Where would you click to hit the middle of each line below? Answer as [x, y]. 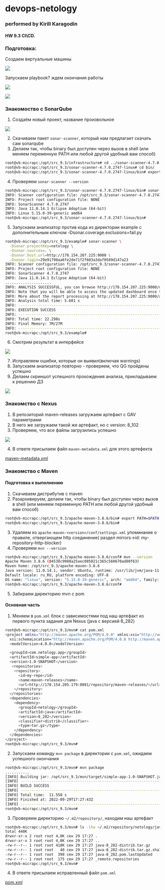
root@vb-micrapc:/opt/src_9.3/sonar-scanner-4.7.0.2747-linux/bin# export [83, 172]
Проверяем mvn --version [39, 548]
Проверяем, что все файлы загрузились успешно [64, 430]
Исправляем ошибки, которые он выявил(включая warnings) [76, 361]
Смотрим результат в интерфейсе [48, 342]
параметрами [27, 419]
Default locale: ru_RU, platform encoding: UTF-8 [57, 575]
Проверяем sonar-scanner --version [50, 181]
